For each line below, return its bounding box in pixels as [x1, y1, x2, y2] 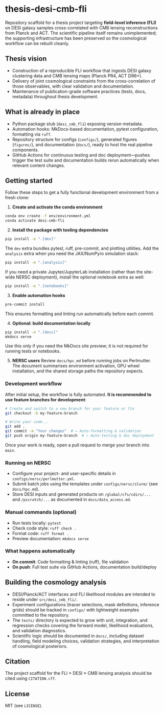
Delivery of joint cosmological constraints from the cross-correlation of [12, 78, 156, 84]
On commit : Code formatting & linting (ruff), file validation [12, 559, 129, 565]
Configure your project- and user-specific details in [12, 471, 116, 477]
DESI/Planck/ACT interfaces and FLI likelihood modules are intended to [12, 591, 156, 597]
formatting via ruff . [12, 131, 52, 137]
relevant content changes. [12, 162, 65, 168]
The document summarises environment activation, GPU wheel [12, 363, 140, 369]
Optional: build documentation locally [12, 320, 91, 326]
